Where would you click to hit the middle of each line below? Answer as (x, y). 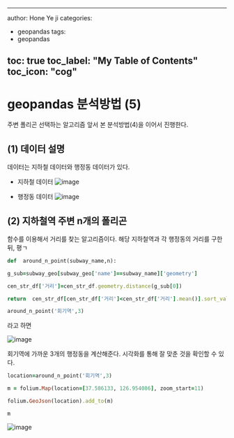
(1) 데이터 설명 (36, 148)
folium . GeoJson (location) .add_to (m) (60, 401)
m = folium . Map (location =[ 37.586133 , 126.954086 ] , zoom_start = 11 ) (106, 388)
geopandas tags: (41, 31)
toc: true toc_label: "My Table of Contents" (103, 61)
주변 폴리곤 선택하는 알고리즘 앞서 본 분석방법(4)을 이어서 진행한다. (98, 125)
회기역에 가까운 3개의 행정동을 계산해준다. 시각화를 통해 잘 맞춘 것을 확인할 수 (112, 354)
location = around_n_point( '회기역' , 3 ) (60, 376)
